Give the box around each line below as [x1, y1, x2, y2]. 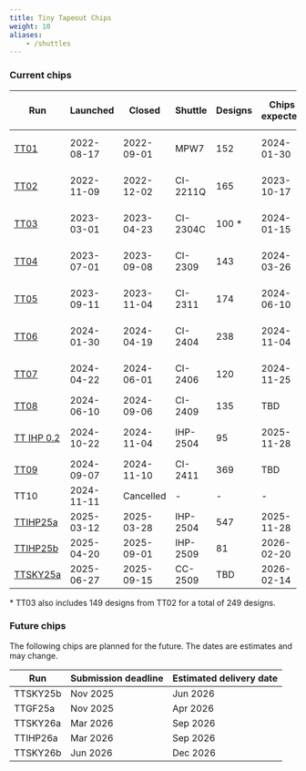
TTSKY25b [14, 687, 62, 700]
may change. [9, 650, 58, 661]
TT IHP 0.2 [14, 431, 61, 444]
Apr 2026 [172, 702, 214, 714]
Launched [69, 104, 115, 117]
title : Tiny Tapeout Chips [9, 13, 112, 23]
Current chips [9, 69, 72, 82]
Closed [128, 104, 161, 117]
